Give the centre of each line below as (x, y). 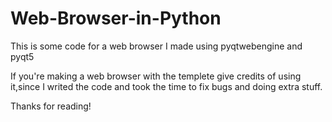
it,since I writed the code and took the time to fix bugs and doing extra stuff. (166, 86)
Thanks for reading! (51, 106)
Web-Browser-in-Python (116, 18)
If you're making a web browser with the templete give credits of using (156, 76)
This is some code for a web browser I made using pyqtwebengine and (156, 46)
